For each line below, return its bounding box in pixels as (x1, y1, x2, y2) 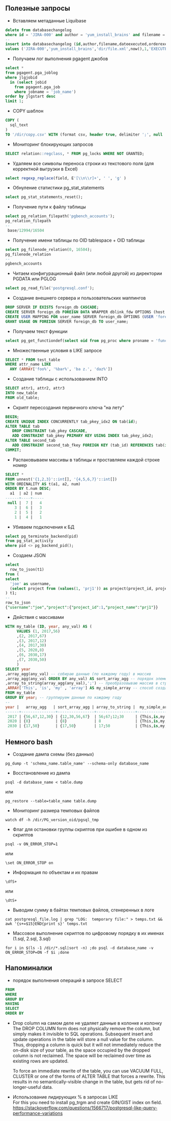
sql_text (10, 122, 28, 128)
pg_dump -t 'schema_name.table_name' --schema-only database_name (5, 761, 149, 766)
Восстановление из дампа (12, 770, 70, 776)
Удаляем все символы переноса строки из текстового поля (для (12, 160, 154, 166)
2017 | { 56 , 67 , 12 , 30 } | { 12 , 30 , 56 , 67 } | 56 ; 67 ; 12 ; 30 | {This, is (7, 714, 158, 719)
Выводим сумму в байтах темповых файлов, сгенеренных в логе (12, 907, 154, 913)
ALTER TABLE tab (5, 424, 40, 429)
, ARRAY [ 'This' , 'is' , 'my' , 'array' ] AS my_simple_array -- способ (5, 686, 154, 691)
